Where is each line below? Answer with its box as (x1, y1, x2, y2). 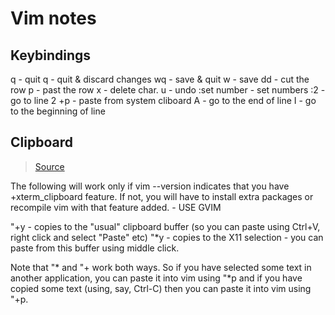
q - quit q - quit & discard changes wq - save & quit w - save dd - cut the (10, 73, 310, 85)
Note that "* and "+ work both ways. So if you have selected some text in (10, 261, 312, 273)
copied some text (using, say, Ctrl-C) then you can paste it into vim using (10, 282, 312, 294)
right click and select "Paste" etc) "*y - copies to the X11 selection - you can (10, 231, 324, 243)
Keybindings (10, 47, 92, 64)
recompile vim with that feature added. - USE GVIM (10, 201, 222, 213)
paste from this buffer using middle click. (10, 242, 180, 254)
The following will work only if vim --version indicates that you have (10, 180, 290, 192)
